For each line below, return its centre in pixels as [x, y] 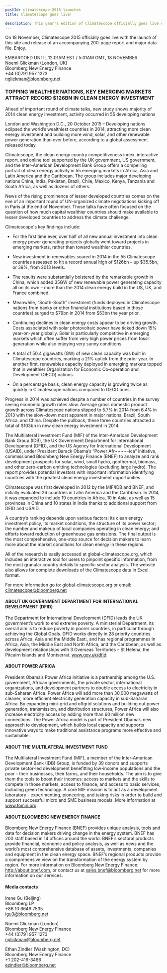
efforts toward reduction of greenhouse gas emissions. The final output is [81, 534]
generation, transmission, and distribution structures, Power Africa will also [82, 709]
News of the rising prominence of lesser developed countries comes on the [83, 196]
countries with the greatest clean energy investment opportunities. [73, 477]
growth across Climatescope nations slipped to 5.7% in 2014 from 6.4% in [81, 410]
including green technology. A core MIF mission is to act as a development [82, 790]
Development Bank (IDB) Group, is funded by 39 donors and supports [77, 763]
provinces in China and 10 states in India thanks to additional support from [81, 503]
